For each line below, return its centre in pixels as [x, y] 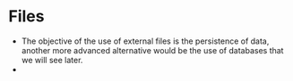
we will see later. [52, 60]
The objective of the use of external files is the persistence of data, [145, 41]
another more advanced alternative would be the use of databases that [152, 50]
